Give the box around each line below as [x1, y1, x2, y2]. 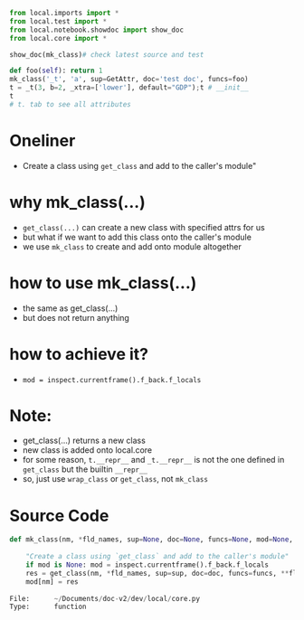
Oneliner [9, 130, 76, 151]
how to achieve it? [9, 343, 149, 364]
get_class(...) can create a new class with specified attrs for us [22, 221, 265, 232]
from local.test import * [9, 16, 107, 26]
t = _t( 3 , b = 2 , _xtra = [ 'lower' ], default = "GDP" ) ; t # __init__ [9, 83, 249, 92]
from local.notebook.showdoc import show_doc [9, 25, 184, 34]
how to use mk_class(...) [9, 272, 197, 293]
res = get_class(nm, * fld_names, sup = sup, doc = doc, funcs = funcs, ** [25, 568, 290, 578]
